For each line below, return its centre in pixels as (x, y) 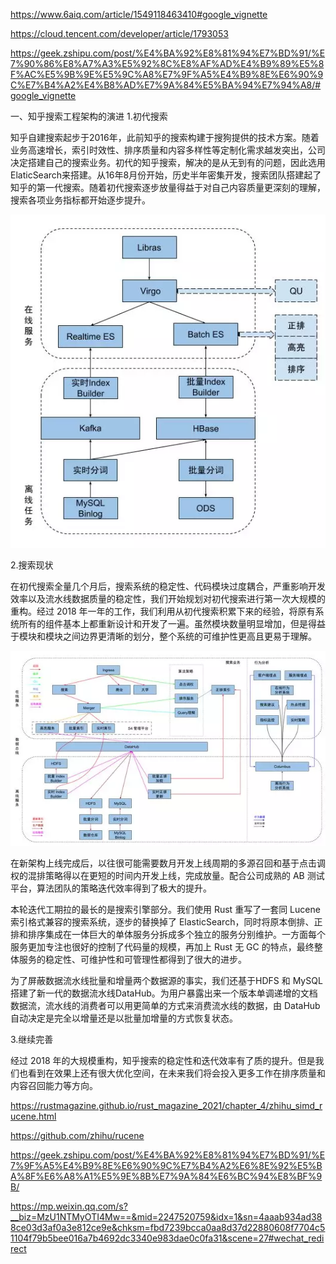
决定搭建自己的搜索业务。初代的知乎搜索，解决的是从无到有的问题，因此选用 (168, 162)
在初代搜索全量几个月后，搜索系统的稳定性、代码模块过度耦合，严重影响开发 (168, 586)
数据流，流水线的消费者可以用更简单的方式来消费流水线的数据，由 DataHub (165, 1006)
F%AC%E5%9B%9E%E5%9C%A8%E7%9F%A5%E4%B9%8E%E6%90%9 (167, 74)
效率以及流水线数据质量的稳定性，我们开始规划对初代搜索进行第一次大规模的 (168, 598)
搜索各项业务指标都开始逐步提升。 (80, 200)
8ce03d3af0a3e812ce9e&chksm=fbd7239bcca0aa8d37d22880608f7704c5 (168, 1228)
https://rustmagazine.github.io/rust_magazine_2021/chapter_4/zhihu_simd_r (166, 1106)
